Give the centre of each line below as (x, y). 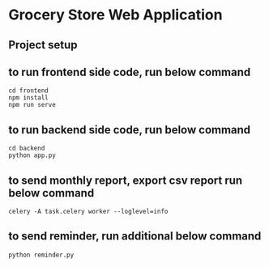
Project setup (43, 45)
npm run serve (32, 105)
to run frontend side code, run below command (130, 72)
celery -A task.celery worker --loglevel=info (88, 212)
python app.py (32, 155)
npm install (28, 98)
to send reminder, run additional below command (135, 236)
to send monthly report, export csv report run (126, 180)
